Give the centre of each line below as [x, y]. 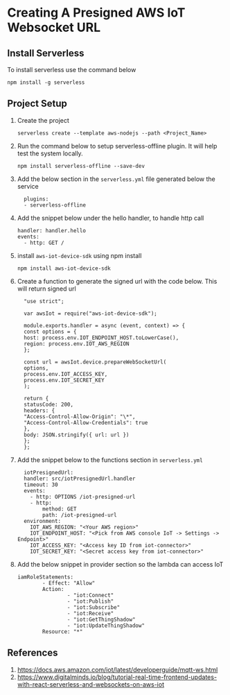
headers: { [39, 411]
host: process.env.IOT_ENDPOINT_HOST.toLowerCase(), [101, 338]
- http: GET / [44, 243]
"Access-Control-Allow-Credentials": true [86, 422]
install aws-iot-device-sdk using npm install [79, 255]
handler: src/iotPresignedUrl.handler [80, 479]
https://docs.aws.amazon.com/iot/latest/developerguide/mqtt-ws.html [117, 669]
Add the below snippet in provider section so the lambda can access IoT [120, 564]
